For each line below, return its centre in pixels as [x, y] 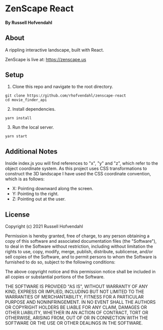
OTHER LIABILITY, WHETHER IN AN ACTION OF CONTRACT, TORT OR [77, 313]
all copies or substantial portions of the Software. [55, 277]
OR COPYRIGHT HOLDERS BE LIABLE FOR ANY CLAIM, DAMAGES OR [76, 307]
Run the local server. [33, 127]
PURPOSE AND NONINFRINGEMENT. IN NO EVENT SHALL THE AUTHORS [81, 302]
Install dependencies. [34, 109]
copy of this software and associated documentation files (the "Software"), [81, 241]
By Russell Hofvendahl [29, 22]
